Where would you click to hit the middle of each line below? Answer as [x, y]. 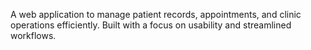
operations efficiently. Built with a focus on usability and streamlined [151, 25]
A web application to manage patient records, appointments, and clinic [156, 14]
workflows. [33, 35]
